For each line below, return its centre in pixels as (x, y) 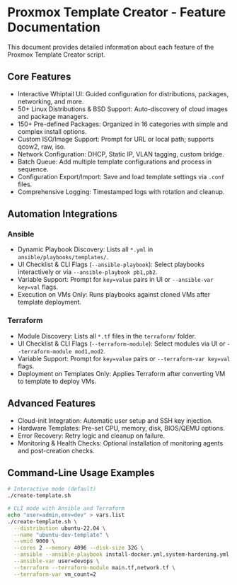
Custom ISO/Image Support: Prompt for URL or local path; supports (116, 139)
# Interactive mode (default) (52, 489)
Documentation (54, 27)
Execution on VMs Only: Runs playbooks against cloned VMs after (114, 295)
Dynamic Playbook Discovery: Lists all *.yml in (85, 249)
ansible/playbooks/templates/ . (63, 257)
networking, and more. (51, 101)
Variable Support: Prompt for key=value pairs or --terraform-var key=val (124, 358)
